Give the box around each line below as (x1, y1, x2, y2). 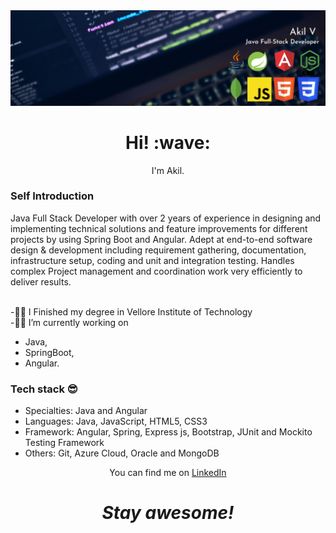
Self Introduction (10, 189, 95, 203)
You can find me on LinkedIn (109, 467, 227, 479)
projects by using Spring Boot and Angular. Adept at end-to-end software (10, 233, 313, 245)
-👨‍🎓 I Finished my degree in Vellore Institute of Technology (10, 305, 253, 318)
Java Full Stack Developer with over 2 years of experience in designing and (10, 212, 322, 224)
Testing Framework (24, 437, 105, 449)
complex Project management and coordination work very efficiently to (10, 265, 303, 277)
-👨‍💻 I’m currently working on (10, 316, 129, 328)
